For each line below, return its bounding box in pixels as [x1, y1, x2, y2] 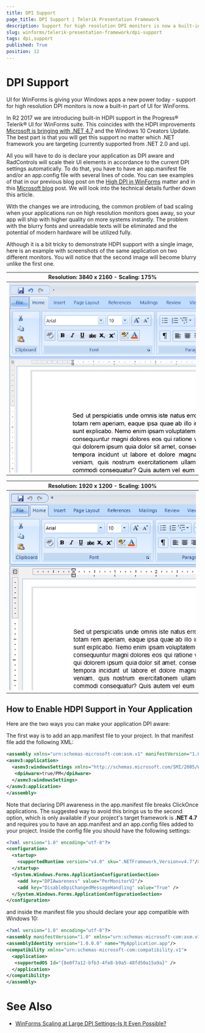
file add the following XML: [6, 739, 74, 746]
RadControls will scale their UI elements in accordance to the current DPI [6, 158, 190, 166]
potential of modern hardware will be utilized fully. [6, 228, 132, 236]
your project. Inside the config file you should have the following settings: [6, 827, 191, 834]
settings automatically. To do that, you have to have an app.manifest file [6, 165, 187, 172]
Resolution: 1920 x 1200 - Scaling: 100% [48, 482, 157, 489]
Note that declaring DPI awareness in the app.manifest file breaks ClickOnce [6, 801, 199, 808]
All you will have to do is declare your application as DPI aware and [6, 151, 175, 159]
